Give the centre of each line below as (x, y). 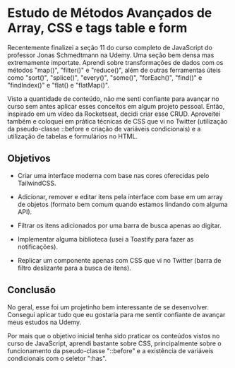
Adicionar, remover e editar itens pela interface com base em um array (120, 196)
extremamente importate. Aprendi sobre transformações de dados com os (115, 62)
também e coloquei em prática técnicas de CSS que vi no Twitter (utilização (117, 121)
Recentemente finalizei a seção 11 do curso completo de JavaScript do (110, 47)
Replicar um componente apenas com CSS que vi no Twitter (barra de (119, 260)
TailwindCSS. (37, 183)
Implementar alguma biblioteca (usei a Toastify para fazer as (106, 239)
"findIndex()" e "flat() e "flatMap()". (58, 85)
